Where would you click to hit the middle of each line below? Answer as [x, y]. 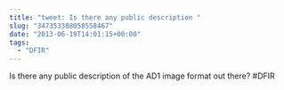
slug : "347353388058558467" [61, 26]
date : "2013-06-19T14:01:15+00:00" [75, 34]
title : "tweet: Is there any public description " [105, 17]
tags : [19, 42]
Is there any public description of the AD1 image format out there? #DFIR [142, 76]
